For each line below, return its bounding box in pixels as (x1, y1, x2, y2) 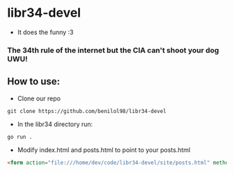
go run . (7, 133, 33, 140)
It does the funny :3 (17, 28, 74, 36)
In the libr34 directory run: (17, 120, 93, 128)
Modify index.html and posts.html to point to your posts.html (17, 145, 191, 154)
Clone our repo (17, 94, 61, 103)
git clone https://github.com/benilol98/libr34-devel (7, 107, 167, 114)
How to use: (7, 75, 61, 88)
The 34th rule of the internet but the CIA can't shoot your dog (7, 45, 219, 55)
